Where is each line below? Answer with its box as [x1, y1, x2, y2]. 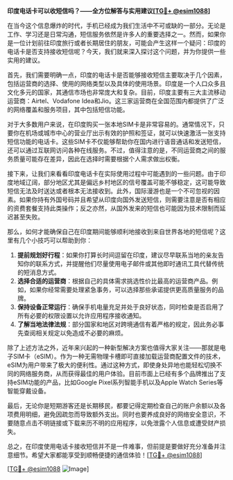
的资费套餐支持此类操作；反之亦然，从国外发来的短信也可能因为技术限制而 [7, 204, 220, 212]
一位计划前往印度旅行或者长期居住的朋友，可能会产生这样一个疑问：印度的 [12, 39, 226, 47]
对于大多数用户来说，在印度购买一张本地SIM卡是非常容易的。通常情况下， [7, 121, 219, 128]
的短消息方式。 [17, 268, 60, 276]
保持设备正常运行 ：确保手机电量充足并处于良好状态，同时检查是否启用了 [17, 303, 224, 311]
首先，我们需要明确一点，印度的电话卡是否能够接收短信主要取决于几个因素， [7, 71, 226, 79]
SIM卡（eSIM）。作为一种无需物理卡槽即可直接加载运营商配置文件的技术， [12, 353, 224, 360]
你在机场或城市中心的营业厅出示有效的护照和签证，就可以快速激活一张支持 [12, 129, 226, 137]
